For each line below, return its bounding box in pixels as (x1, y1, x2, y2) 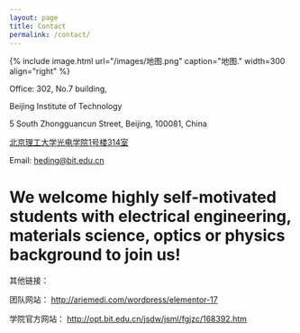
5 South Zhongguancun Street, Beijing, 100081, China (9, 118, 207, 129)
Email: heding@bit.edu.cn (9, 155, 105, 166)
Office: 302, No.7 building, (9, 83, 108, 95)
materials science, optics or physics (9, 225, 286, 245)
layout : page (9, 13, 59, 23)
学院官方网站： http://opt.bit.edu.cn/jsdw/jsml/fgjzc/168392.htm (9, 313, 248, 325)
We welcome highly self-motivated (9, 187, 277, 208)
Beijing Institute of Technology (9, 101, 123, 112)
